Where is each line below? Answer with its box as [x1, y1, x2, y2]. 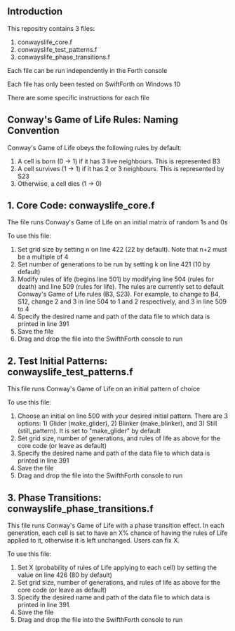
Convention [7, 125, 60, 137]
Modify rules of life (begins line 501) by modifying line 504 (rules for [17, 275, 215, 283]
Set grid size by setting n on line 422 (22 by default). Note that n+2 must [17, 245, 227, 254]
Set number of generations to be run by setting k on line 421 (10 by [17, 260, 210, 269]
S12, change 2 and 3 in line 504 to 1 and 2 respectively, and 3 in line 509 [17, 297, 227, 306]
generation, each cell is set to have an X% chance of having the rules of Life [7, 529, 228, 537]
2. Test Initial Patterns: [7, 355, 108, 367]
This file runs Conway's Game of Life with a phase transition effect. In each [7, 522, 224, 530]
